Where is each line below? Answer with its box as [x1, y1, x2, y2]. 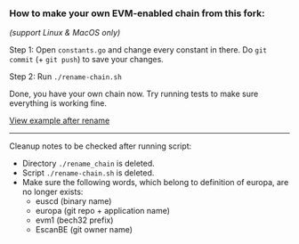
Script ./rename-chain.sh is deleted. [21, 167, 155, 178]
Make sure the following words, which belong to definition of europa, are [21, 177, 289, 188]
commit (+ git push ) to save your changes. [9, 54, 165, 65]
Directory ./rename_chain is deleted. [21, 159, 156, 169]
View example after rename [9, 115, 110, 126]
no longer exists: [21, 186, 84, 198]
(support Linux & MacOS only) [9, 28, 121, 38]
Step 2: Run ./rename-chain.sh [9, 71, 122, 82]
